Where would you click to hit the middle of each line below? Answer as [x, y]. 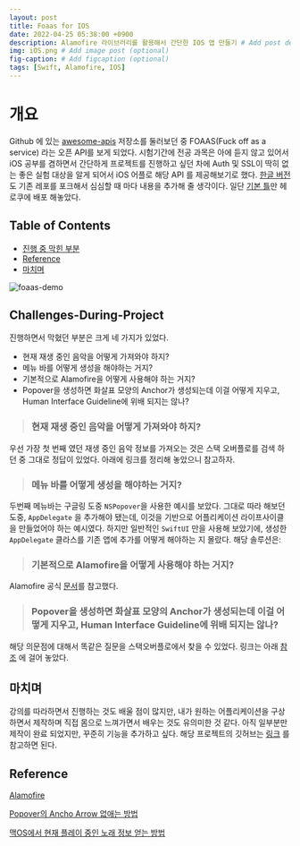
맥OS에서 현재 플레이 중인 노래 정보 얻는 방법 [87, 833]
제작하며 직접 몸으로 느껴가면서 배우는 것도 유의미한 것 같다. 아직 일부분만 [160, 722]
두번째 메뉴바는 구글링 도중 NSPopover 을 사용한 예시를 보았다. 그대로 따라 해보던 [147, 506]
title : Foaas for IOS [50, 26]
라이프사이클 [262, 517]
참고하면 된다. [33, 745]
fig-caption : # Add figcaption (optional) [89, 59]
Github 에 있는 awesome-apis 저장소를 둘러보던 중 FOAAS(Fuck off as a [137, 141]
